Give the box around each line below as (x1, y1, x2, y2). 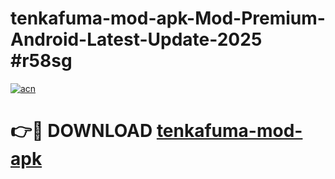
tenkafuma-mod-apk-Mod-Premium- (10, 7, 326, 30)
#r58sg (10, 50, 73, 72)
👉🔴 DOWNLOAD (10, 120, 153, 142)
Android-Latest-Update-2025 (10, 28, 263, 51)
